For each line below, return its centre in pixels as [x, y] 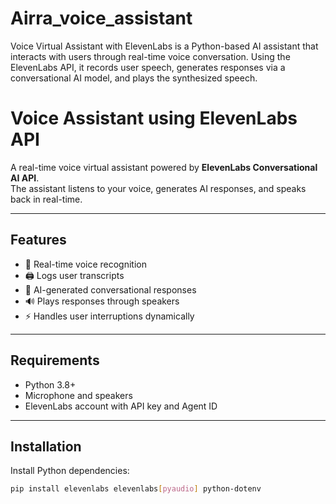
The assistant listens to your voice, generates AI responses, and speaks [158, 188]
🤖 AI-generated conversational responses [110, 289]
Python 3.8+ [50, 384]
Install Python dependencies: [70, 471]
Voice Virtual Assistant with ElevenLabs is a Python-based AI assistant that [164, 46]
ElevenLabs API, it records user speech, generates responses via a [148, 67]
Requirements [55, 360]
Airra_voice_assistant [101, 18]
